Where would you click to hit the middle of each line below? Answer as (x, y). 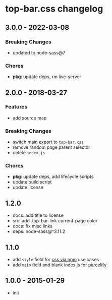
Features (16, 107)
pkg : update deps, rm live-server (47, 77)
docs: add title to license (38, 215)
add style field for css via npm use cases (56, 260)
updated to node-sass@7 (39, 52)
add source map (30, 118)
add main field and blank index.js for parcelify (60, 265)
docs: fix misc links (33, 226)
